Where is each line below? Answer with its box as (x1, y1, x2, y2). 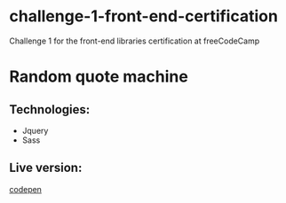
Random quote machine (9, 66, 188, 87)
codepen (9, 183, 43, 194)
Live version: (9, 160, 83, 176)
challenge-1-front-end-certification (9, 6, 278, 27)
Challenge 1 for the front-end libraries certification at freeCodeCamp (9, 35, 260, 46)
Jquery (21, 125, 49, 136)
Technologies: (9, 102, 91, 117)
